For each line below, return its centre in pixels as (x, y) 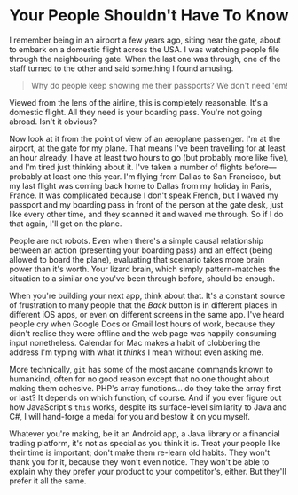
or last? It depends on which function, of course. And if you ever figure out (145, 397)
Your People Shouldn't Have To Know (149, 16)
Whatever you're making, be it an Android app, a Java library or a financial (145, 433)
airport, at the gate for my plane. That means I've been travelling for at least (147, 148)
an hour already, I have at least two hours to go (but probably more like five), (149, 157)
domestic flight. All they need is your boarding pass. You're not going (136, 112)
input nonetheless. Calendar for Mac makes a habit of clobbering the (135, 342)
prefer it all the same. (48, 481)
